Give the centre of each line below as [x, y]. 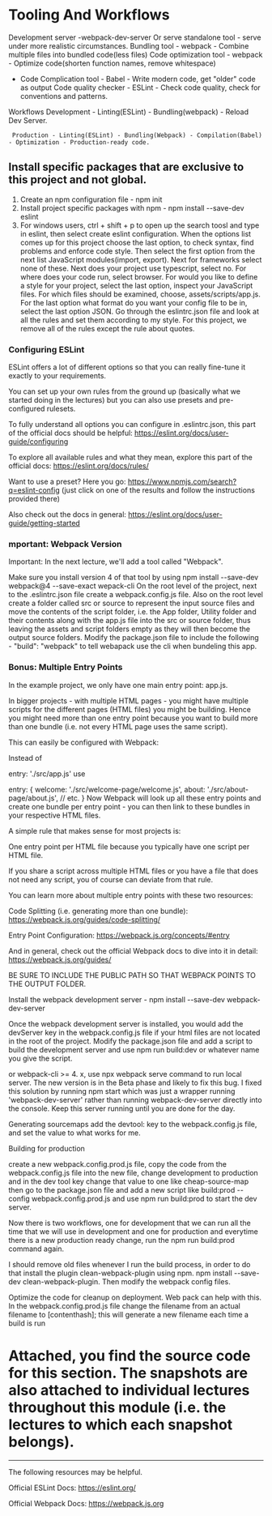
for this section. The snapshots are [128, 1373]
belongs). [41, 1442]
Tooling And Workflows [89, 15]
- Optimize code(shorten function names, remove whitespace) [112, 63]
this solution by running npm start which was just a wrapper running [122, 1091]
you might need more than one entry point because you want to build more [133, 718]
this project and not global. [78, 180]
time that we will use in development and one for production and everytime [134, 1231]
